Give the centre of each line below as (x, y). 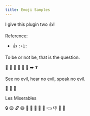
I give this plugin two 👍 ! (30, 24)
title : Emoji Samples (28, 10)
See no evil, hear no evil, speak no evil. (45, 79)
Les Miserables (21, 98)
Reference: (16, 36)
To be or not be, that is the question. (42, 57)
